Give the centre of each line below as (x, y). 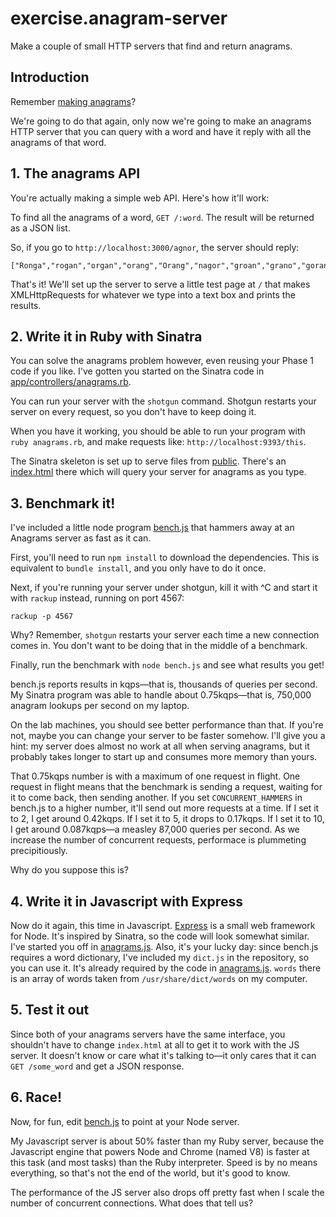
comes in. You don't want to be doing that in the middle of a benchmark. (159, 646)
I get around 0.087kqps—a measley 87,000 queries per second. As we (155, 829)
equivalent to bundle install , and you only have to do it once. (138, 568)
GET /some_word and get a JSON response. (97, 1066)
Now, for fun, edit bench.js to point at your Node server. (125, 1121)
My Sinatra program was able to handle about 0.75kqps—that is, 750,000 (161, 695)
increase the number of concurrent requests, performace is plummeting (158, 840)
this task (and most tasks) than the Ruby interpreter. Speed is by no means (164, 1162)
